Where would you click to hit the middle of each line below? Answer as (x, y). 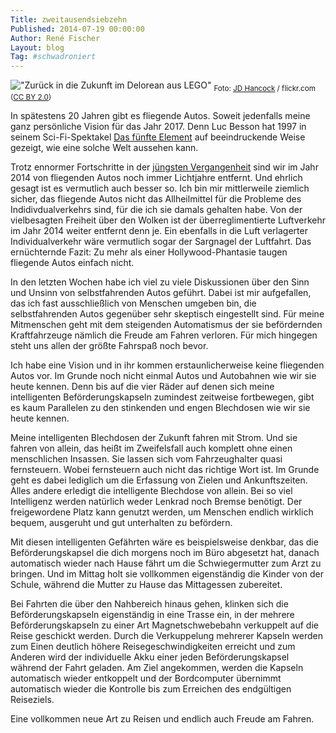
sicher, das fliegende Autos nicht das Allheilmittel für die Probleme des (156, 198)
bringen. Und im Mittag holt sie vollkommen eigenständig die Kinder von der (167, 573)
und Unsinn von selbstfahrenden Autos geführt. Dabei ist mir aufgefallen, (161, 292)
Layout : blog (37, 47)
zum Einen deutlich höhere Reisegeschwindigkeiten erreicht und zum (153, 646)
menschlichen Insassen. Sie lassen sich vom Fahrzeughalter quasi (146, 458)
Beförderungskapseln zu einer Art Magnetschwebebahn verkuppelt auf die (164, 625)
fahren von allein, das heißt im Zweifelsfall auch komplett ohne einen (151, 448)
